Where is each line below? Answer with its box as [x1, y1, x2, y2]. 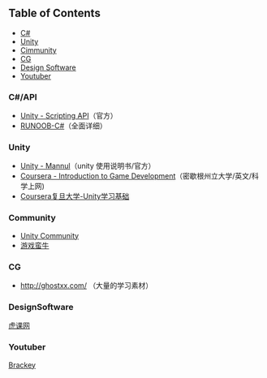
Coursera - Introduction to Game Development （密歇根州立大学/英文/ [19, 171, 252, 181]
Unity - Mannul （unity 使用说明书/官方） [19, 161, 156, 171]
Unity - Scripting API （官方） [19, 111, 118, 121]
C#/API [8, 91, 38, 102]
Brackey [8, 360, 37, 370]
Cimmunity [19, 45, 57, 55]
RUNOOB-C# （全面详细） [19, 121, 107, 131]
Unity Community [19, 230, 80, 240]
